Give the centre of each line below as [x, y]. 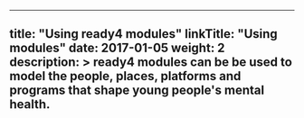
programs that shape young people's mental [137, 91]
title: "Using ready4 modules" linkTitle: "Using [143, 34]
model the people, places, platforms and [125, 76]
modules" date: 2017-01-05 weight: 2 [117, 48]
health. [30, 104]
